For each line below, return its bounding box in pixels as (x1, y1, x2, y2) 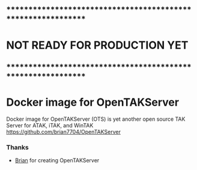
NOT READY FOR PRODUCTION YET (6, 38, 189, 52)
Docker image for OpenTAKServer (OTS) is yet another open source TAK (6, 115, 186, 123)
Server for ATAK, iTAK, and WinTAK (6, 121, 94, 129)
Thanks (6, 143, 29, 151)
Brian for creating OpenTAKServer (14, 157, 100, 164)
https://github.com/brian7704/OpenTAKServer (6, 128, 121, 135)
